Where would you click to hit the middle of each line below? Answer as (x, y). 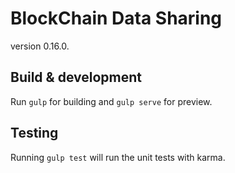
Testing (34, 133)
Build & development (76, 77)
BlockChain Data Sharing (116, 18)
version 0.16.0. (40, 46)
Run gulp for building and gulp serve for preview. (111, 101)
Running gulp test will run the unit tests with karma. (118, 157)
